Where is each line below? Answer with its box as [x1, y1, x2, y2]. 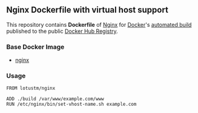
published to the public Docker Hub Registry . [6, 27, 118, 35]
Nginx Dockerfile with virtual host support [6, 5, 168, 15]
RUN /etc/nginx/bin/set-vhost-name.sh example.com [6, 101, 137, 108]
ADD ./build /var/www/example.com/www [6, 96, 104, 102]
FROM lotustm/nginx [6, 85, 56, 92]
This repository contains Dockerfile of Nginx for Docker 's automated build [6, 21, 192, 28]
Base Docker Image [6, 43, 65, 51]
